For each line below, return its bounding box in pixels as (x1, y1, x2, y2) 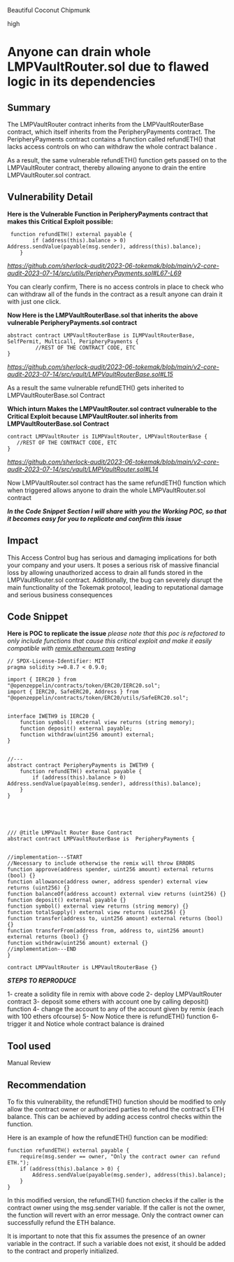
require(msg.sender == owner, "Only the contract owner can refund (20, 1153, 220, 1160)
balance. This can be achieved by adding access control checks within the (7, 1113, 222, 1121)
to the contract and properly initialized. (7, 1247, 119, 1256)
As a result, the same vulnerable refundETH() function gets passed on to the (7, 156, 227, 164)
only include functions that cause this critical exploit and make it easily (7, 637, 212, 645)
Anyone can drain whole (7, 44, 152, 60)
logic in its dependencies (7, 74, 156, 90)
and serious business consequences (7, 590, 113, 599)
